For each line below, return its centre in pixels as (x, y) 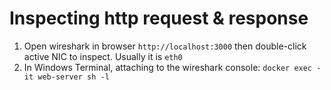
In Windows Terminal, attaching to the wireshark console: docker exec (168, 67)
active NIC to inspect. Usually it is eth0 (103, 56)
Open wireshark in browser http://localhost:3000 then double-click (165, 46)
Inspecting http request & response (159, 18)
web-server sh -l (73, 77)
